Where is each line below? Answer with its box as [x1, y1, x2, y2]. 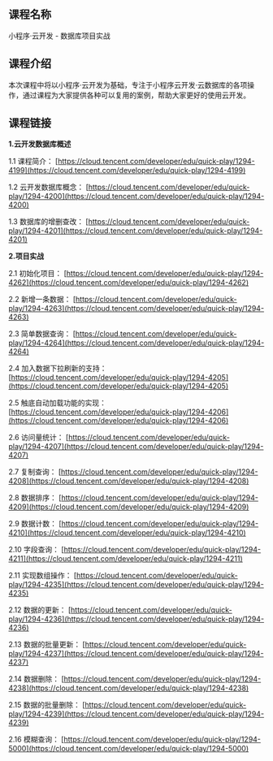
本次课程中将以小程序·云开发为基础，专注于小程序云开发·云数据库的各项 [8, 80, 248, 89]
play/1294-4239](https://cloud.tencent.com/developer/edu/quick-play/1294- [8, 709, 265, 719]
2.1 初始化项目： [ [8, 269, 67, 279]
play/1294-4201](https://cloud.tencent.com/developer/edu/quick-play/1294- [8, 226, 263, 236]
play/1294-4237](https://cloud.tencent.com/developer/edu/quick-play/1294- [8, 649, 264, 659]
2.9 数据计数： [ [8, 519, 63, 529]
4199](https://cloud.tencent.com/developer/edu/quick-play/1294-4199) [8, 166, 246, 175]
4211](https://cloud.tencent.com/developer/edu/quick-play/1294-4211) [8, 554, 244, 564]
